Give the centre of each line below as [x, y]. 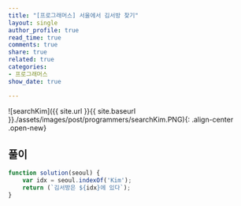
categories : [28, 67]
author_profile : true [44, 30]
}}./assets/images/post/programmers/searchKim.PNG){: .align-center [121, 119]
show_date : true [35, 81]
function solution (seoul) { [54, 173]
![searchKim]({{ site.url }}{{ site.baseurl [72, 110]
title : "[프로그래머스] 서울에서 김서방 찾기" [74, 15]
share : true [28, 52]
